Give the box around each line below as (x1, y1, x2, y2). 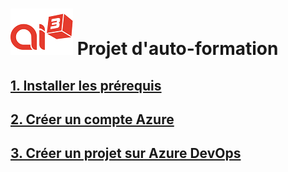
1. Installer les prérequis (10, 77, 162, 94)
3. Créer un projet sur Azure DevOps (10, 145, 242, 162)
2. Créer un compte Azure (10, 111, 175, 128)
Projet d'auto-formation (76, 38, 279, 60)
